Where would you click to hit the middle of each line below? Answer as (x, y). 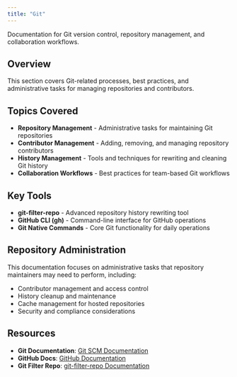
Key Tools (29, 196)
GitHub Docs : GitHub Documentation (71, 358)
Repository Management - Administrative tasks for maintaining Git (115, 128)
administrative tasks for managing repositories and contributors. (101, 89)
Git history (33, 166)
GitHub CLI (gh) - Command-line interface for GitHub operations (112, 220)
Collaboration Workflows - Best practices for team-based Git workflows (123, 173)
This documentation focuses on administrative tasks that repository (105, 267)
